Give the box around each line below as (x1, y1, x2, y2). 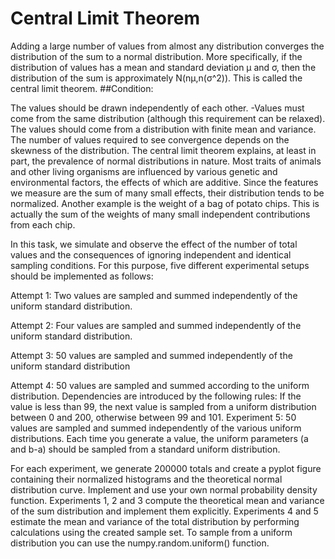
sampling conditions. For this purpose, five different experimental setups (10, 259, 310, 271)
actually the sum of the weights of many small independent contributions (10, 208, 311, 220)
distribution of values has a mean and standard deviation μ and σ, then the (10, 61, 317, 73)
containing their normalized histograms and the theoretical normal (10, 473, 283, 485)
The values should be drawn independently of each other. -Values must (10, 102, 305, 114)
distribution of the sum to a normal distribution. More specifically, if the (10, 50, 303, 62)
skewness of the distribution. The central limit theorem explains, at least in (10, 144, 317, 156)
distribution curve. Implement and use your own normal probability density (10, 483, 318, 496)
